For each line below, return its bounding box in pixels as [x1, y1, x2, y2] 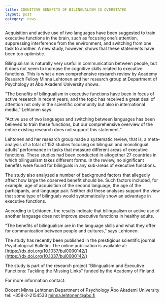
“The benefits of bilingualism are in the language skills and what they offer [5, 223, 156, 228]
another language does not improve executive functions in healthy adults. [5, 213, 154, 219]
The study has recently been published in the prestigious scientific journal [5, 237, 156, 243]
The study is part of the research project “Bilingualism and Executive [5, 263, 144, 269]
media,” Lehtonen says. [5, 107, 53, 113]
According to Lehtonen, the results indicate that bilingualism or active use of [5, 208, 160, 214]
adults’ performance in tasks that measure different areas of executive [5, 147, 148, 153]
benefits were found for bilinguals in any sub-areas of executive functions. [5, 162, 157, 168]
